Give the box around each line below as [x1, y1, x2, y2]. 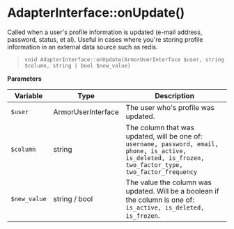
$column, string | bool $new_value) [24, 62, 131, 69]
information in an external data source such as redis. [7, 42, 158, 51]
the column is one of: [125, 195, 195, 205]
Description [154, 90, 195, 100]
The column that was [125, 123, 195, 132]
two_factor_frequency [125, 168, 197, 175]
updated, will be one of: [125, 131, 203, 141]
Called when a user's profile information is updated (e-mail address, [7, 28, 203, 36]
